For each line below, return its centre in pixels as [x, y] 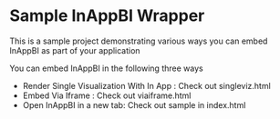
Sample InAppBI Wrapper [107, 16]
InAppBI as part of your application [75, 50]
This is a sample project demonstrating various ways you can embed [139, 41]
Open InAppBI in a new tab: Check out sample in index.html [134, 104]
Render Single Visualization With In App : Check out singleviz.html [146, 85]
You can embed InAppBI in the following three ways [106, 68]
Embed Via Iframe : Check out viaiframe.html [107, 95]
